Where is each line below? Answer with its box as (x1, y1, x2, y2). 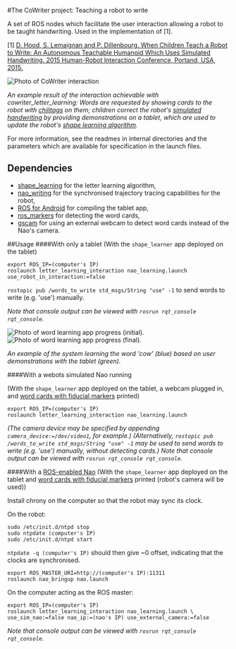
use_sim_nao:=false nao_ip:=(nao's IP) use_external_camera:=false (7, 614, 210, 621)
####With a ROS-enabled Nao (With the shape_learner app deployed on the (7, 468, 228, 476)
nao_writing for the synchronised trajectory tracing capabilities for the (17, 189, 221, 197)
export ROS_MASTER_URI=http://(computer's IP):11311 (7, 569, 166, 576)
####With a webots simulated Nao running (7, 370, 132, 379)
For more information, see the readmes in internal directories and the (7, 134, 208, 143)
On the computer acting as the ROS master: (7, 588, 134, 596)
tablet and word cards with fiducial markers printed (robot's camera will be (7, 475, 224, 483)
